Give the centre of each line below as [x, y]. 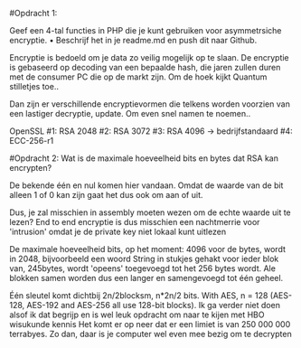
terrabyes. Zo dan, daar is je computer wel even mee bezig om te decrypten [150, 334]
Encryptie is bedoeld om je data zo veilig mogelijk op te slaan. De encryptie [149, 57]
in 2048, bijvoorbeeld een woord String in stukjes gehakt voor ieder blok [144, 259]
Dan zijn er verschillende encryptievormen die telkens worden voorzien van [150, 104]
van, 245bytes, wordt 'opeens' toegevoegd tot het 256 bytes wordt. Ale [142, 268]
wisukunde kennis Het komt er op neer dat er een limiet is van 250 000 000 [150, 324]
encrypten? [31, 168]
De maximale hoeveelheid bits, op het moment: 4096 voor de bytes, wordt [148, 249]
